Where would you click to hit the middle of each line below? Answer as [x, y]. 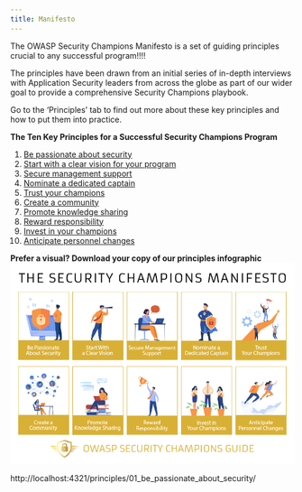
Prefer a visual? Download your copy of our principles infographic [136, 258]
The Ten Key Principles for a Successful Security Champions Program [144, 136]
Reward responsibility [64, 221]
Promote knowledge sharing [76, 211]
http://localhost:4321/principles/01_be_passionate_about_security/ [133, 478]
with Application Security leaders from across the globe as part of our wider [151, 82]
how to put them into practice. [66, 119]
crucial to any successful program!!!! [78, 55]
